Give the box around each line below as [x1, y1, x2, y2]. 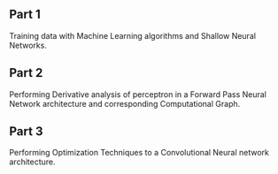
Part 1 [9, 7, 42, 22]
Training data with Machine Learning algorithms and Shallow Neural [9, 30, 257, 41]
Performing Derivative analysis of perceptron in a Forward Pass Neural [9, 88, 267, 100]
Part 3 [9, 124, 43, 140]
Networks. [9, 40, 47, 50]
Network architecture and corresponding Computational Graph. [9, 98, 241, 109]
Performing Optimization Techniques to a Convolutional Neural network [9, 148, 270, 158]
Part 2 [9, 65, 43, 80]
